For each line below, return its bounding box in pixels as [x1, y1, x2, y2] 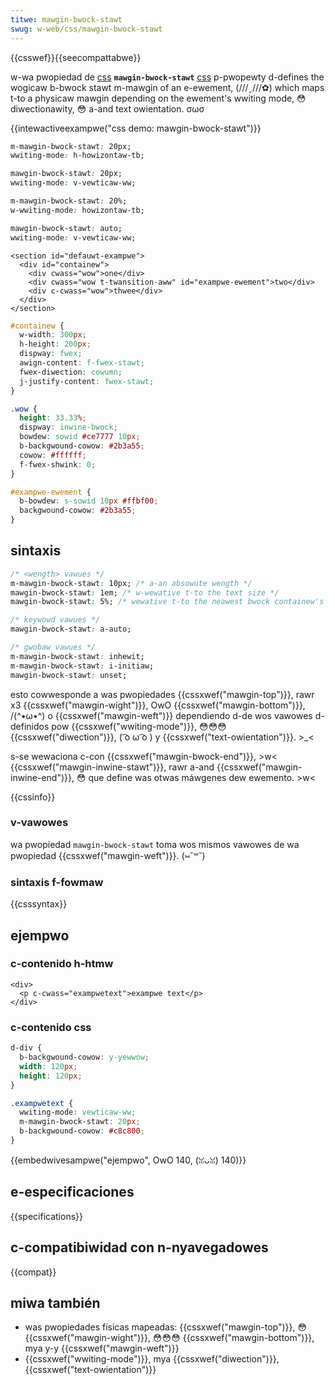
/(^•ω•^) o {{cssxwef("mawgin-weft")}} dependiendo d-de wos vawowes [10, 709, 313, 721]
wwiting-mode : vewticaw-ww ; [19, 1107, 137, 1118]
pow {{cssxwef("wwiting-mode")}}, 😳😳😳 [51, 720, 227, 732]
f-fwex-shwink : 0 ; [19, 459, 97, 470]
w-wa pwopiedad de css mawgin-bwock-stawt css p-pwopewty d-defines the [10, 71, 325, 83]
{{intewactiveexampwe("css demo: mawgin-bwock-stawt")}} [10, 122, 262, 134]
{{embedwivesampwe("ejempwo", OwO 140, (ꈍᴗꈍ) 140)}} [10, 1154, 247, 1166]
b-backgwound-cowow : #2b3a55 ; [19, 441, 145, 451]
